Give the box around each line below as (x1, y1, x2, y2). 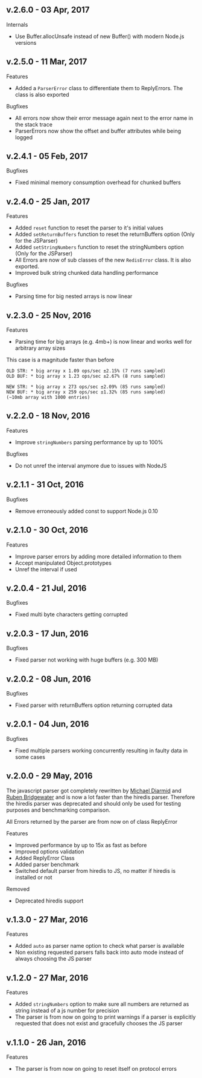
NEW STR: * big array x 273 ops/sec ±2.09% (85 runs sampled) (6, 384, 166, 390)
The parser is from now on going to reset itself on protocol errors (14, 1065, 177, 1072)
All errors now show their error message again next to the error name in (14, 114, 194, 122)
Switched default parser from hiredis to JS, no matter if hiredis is (14, 867, 176, 874)
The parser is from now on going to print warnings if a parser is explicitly (14, 1013, 196, 1020)
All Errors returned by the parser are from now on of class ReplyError (6, 818, 178, 825)
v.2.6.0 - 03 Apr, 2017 (6, 5, 90, 15)
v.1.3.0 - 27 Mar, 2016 (6, 914, 89, 925)
